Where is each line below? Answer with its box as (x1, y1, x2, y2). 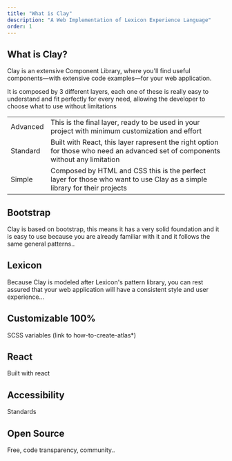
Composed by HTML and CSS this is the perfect (50, 166, 206, 176)
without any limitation (50, 155, 120, 164)
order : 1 (7, 23, 32, 30)
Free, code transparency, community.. (7, 446, 115, 454)
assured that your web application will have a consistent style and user (7, 285, 209, 293)
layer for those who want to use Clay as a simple (50, 175, 208, 184)
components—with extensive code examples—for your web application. (7, 74, 212, 83)
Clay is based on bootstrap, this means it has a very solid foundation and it (7, 225, 220, 233)
